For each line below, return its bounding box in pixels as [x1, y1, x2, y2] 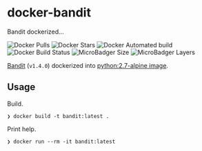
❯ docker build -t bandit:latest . [7, 113, 110, 119]
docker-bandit [7, 5, 92, 21]
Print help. [7, 125, 37, 133]
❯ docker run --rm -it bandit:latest [7, 138, 116, 145]
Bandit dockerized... [7, 27, 64, 36]
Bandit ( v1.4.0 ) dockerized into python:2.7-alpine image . [7, 61, 169, 69]
